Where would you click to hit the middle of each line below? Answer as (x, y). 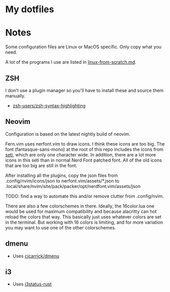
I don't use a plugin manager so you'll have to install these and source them (84, 90)
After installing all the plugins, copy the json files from (62, 175)
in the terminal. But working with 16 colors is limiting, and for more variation (84, 222)
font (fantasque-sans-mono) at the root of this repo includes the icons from (84, 149)
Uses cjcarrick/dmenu (36, 256)
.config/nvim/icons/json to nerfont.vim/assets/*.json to (62, 181)
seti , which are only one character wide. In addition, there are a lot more (81, 154)
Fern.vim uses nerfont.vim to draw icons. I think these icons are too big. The (85, 144)
